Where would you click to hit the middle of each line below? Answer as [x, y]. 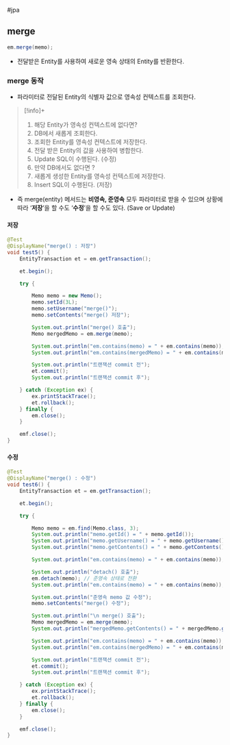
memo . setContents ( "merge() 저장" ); [81, 315]
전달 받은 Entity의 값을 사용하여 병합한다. [89, 150]
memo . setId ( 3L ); [55, 302]
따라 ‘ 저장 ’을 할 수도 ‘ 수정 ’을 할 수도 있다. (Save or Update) [96, 208]
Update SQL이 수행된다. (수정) [75, 159]
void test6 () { [29, 485]
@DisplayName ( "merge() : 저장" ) [52, 246]
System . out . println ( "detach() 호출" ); [86, 572]
